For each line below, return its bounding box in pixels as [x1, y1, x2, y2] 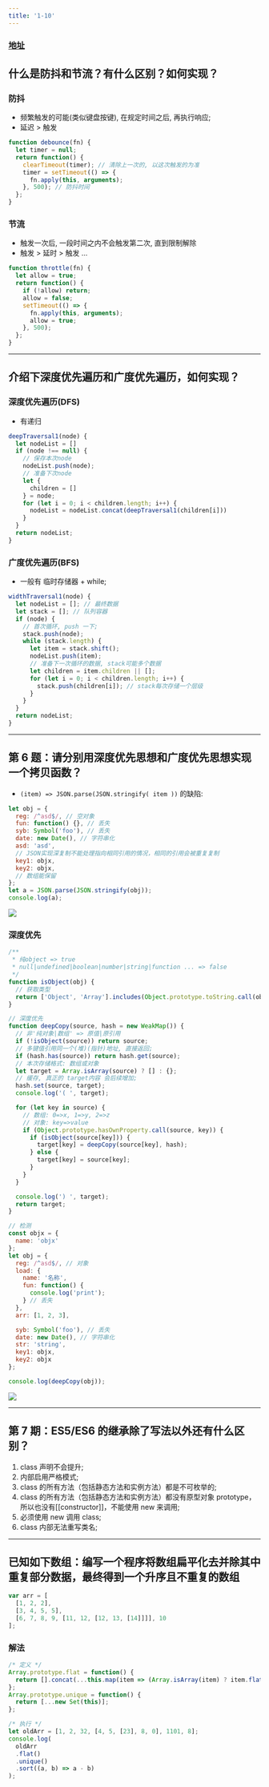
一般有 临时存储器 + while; [19, 577, 106, 586]
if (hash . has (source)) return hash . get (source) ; [15, 1052, 181, 1060]
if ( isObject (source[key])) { [29, 1133, 130, 1141]
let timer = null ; [15, 146, 78, 155]
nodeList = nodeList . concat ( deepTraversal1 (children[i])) [29, 506, 227, 515]
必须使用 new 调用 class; [19, 1511, 102, 1522]
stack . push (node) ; [22, 630, 84, 638]
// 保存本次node [22, 454, 72, 463]
